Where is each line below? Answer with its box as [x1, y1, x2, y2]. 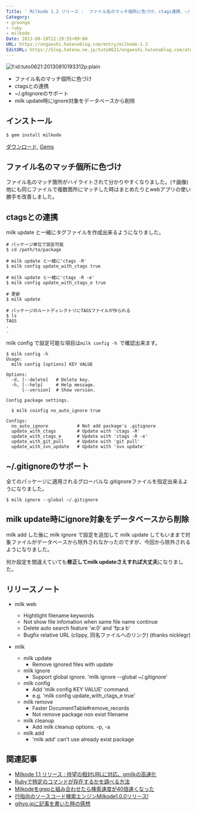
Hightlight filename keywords [23, 612, 94, 619]
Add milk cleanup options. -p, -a [32, 723, 110, 730]
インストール [6, 116, 53, 126]
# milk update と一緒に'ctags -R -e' [6, 275, 95, 281]
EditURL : [6, 47, 28, 53]
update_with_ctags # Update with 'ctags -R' [11, 429, 141, 434]
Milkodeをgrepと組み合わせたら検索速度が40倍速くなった [14, 785, 154, 792]
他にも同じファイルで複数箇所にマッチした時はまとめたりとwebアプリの [6, 186, 181, 193]
